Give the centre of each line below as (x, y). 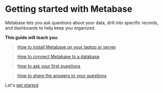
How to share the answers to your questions (62, 75)
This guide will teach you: (32, 37)
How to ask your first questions (49, 66)
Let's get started (22, 85)
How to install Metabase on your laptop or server (67, 47)
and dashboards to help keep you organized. (50, 28)
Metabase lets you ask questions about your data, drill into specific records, (82, 23)
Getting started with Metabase (69, 9)
